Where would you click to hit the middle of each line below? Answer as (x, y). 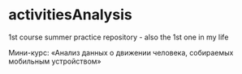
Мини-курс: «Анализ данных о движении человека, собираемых (121, 52)
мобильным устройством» (55, 61)
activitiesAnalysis (70, 15)
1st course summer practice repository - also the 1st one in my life (119, 37)
